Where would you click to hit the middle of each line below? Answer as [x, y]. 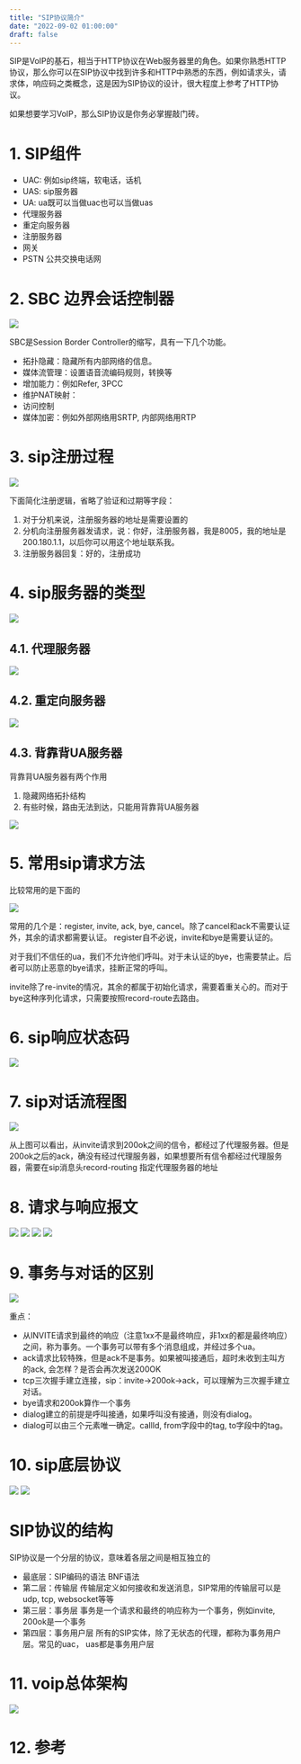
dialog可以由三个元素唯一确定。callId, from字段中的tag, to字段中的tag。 [155, 1426]
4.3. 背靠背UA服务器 [66, 753]
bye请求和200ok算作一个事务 [77, 1403]
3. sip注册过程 [62, 457]
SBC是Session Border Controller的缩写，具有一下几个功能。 [120, 342]
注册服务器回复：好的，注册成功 [81, 553]
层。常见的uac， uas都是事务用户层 [88, 1644]
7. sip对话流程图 [68, 1101]
